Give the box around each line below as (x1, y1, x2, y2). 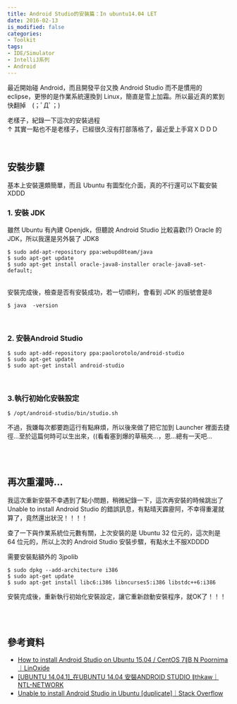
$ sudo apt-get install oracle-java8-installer (7, 261, 150, 268)
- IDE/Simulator (7, 50, 55, 57)
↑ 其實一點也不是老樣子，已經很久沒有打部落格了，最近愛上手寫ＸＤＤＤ (7, 124, 219, 133)
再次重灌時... (7, 476, 63, 488)
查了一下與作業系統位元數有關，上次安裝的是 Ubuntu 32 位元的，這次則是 (7, 529, 221, 537)
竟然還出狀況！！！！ (25, 514, 88, 522)
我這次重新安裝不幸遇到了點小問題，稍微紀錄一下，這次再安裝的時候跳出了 (7, 496, 224, 505)
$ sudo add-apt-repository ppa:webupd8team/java (7, 248, 153, 255)
